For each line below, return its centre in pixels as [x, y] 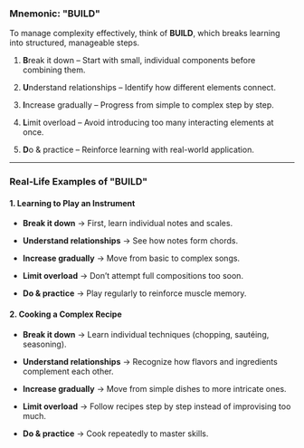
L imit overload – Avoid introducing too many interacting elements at [148, 123]
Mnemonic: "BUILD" [55, 14]
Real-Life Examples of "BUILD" [78, 182]
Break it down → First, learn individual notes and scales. [128, 224]
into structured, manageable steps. [75, 43]
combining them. [54, 70]
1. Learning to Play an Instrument [72, 203]
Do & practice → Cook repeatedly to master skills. [115, 434]
